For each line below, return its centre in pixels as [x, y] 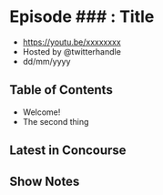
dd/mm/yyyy [46, 61]
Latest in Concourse [68, 151]
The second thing [56, 121]
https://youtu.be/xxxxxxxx [71, 42]
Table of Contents [61, 90]
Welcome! [41, 112]
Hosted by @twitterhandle [71, 51]
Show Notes [45, 181]
